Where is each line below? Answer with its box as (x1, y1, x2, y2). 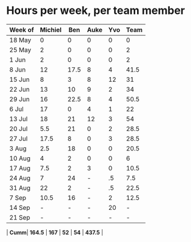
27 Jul (9, 134, 28, 143)
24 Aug (9, 173, 31, 182)
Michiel (39, 25, 62, 34)
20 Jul (9, 124, 28, 133)
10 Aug (9, 154, 31, 163)
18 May (9, 36, 32, 44)
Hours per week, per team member (6, 4, 185, 18)
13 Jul (9, 115, 28, 123)
